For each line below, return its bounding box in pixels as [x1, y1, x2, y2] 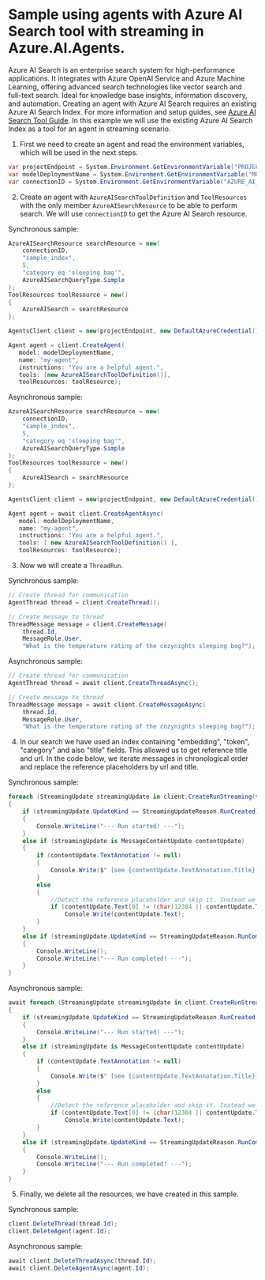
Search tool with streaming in [8, 22, 204, 40]
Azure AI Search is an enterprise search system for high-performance [8, 65, 235, 74]
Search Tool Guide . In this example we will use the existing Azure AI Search [8, 115, 253, 125]
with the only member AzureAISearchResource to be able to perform [19, 200, 238, 210]
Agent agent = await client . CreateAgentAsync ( [8, 510, 164, 518]
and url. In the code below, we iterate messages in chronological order [19, 754, 248, 763]
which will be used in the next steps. [19, 148, 138, 157]
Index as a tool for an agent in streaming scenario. [8, 124, 171, 134]
